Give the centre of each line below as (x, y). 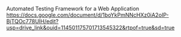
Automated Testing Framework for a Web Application (73, 9)
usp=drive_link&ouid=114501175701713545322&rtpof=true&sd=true (90, 27)
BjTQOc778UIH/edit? (33, 21)
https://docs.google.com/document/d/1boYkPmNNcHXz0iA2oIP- (88, 15)
